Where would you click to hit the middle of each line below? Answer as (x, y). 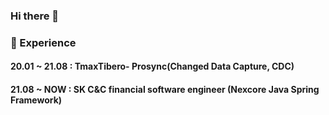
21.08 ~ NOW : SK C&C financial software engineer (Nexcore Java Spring (165, 90)
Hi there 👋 (35, 16)
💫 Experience (43, 42)
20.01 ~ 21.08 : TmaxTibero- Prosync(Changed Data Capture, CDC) (152, 66)
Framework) (36, 100)
